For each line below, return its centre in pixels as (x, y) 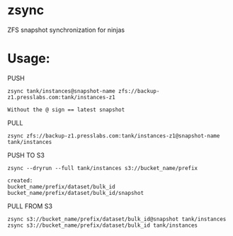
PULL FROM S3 (30, 206)
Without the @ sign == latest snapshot (66, 109)
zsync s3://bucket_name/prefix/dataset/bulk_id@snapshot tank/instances (117, 219)
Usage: (29, 58)
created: (20, 180)
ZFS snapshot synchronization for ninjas (66, 30)
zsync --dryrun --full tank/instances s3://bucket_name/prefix (103, 168)
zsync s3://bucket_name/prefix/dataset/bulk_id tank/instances (103, 225)
